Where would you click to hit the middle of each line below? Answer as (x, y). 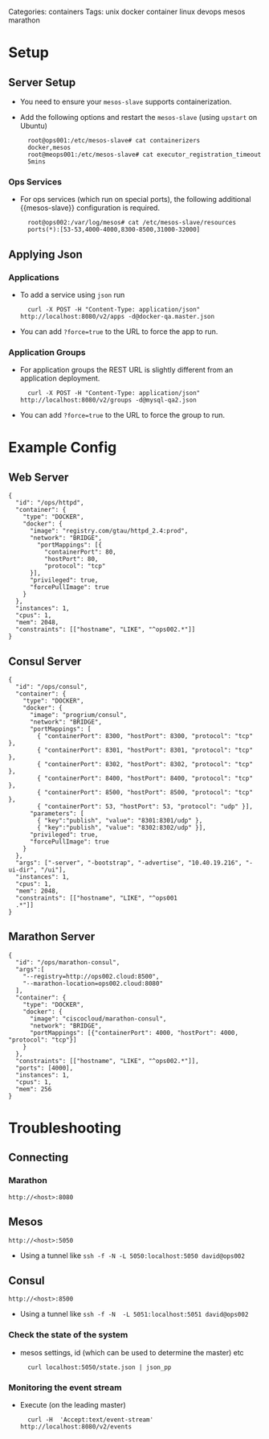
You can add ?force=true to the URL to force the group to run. (122, 415)
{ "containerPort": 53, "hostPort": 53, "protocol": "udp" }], (145, 807)
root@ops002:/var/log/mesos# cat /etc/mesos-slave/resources (132, 223)
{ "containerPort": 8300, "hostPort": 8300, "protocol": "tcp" (145, 736)
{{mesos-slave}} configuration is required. (90, 208)
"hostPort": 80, (71, 559)
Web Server (39, 477)
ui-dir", (23, 870)
